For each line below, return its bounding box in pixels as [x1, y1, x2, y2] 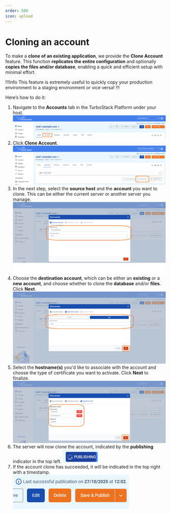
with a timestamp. [12, 469, 50, 475]
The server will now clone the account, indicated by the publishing [12, 444, 154, 450]
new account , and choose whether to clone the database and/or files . [12, 280, 161, 287]
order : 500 [5, 8, 28, 13]
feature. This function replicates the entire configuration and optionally [5, 59, 157, 65]
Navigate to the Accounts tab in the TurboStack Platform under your [12, 105, 157, 111]
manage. [12, 196, 32, 202]
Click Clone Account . [12, 140, 59, 146]
